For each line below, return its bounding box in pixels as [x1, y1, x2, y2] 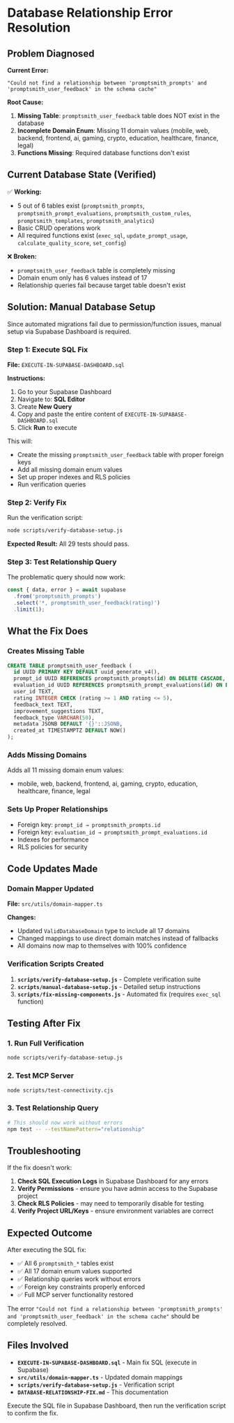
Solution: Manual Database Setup [7, 301, 155, 313]
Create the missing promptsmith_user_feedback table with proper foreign [17, 450, 224, 458]
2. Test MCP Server [7, 1071, 75, 1081]
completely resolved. [7, 1320, 68, 1328]
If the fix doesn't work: [7, 1164, 72, 1172]
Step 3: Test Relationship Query [7, 557, 117, 567]
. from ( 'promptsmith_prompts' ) [13, 593, 101, 600]
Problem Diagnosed [7, 48, 95, 59]
